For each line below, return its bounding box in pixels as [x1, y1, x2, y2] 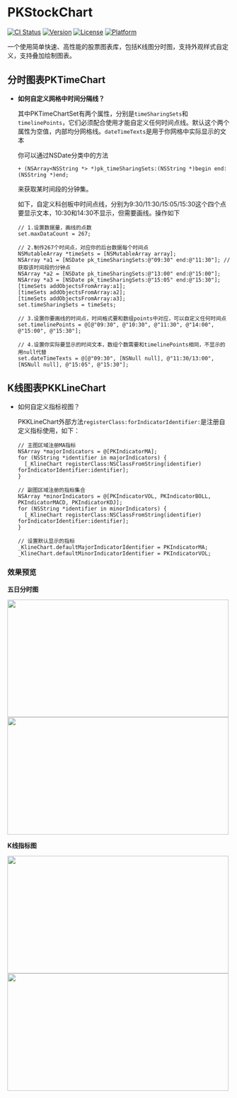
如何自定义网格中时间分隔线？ [17, 94, 105, 103]
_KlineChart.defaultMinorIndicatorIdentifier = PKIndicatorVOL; [17, 550, 212, 557]
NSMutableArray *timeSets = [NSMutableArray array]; [17, 250, 177, 257]
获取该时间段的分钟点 [17, 264, 71, 271]
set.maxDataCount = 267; [17, 230, 91, 238]
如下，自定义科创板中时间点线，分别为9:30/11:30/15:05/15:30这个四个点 [17, 199, 226, 208]
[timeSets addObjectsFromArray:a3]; [17, 295, 126, 302]
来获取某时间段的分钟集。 [17, 184, 93, 193]
